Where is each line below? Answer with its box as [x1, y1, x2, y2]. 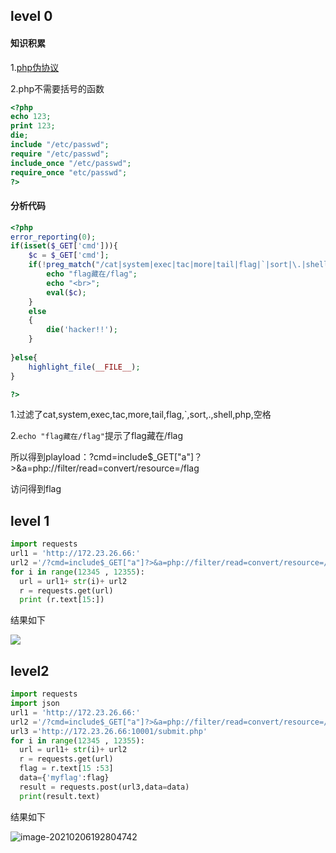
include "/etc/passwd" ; [10, 140, 110, 150]
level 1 [10, 512, 50, 529]
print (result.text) [19, 791, 101, 801]
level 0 [10, 8, 53, 25]
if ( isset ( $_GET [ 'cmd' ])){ [10, 241, 118, 251]
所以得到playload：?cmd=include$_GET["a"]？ [10, 451, 203, 463]
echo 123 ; [10, 112, 52, 122]
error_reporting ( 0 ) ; [10, 232, 97, 242]
